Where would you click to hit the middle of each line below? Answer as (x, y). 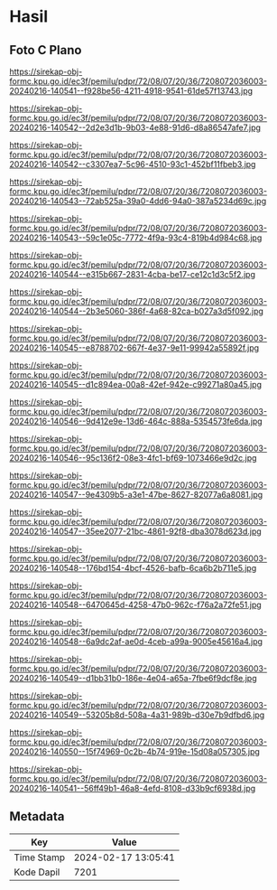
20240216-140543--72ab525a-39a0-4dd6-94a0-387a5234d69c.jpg (138, 201)
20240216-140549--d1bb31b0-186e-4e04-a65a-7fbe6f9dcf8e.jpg (133, 678)
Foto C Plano (46, 50)
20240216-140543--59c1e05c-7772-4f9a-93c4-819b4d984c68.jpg (136, 238)
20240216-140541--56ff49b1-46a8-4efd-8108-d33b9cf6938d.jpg (133, 788)
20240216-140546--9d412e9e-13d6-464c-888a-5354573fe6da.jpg (136, 421)
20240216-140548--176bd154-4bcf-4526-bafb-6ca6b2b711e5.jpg (133, 568)
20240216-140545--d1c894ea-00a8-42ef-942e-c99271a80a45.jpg (136, 384)
